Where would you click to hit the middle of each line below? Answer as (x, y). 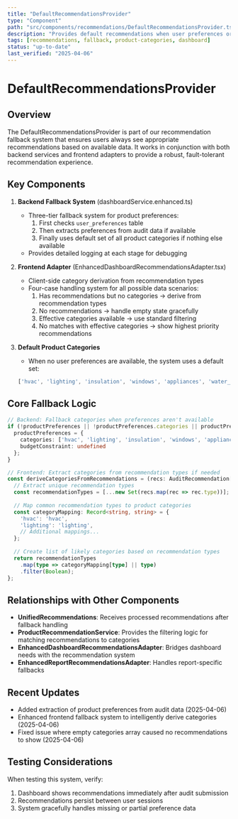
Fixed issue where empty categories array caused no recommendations (123, 732)
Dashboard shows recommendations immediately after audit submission (123, 793)
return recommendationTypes (55, 558)
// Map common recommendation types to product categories (103, 505)
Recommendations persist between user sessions (90, 801)
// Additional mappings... (60, 532)
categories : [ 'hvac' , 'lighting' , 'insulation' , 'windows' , (110, 440)
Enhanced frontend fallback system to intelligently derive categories (117, 717)
